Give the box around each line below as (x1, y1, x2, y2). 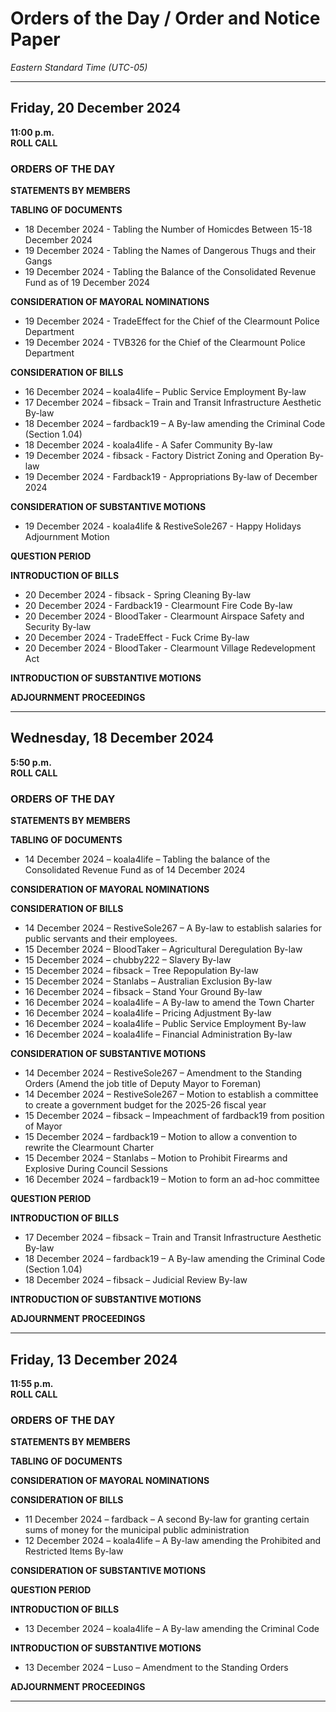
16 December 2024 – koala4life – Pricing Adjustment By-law (24, 1007, 272, 1019)
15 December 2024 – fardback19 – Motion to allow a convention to (24, 1131, 298, 1143)
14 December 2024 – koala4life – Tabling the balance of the (24, 853, 271, 866)
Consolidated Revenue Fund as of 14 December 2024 (24, 864, 246, 876)
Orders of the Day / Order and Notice (10, 7, 321, 30)
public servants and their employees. (24, 933, 178, 945)
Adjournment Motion (24, 531, 110, 543)
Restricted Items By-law (24, 1545, 124, 1557)
